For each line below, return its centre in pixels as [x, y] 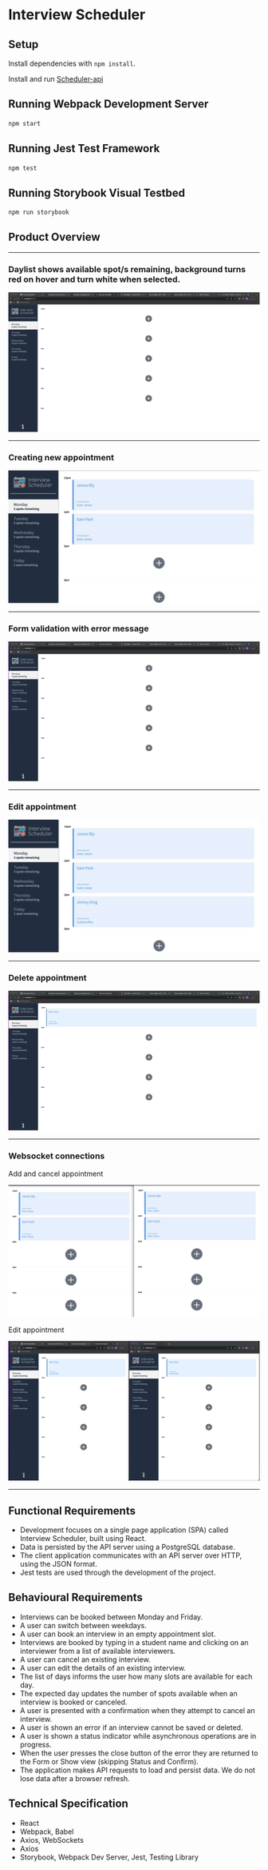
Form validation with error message [79, 628]
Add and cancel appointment [56, 1174]
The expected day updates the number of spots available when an [128, 1693]
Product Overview [54, 237]
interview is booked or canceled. [73, 1702]
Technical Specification [69, 1804]
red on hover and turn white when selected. [95, 279]
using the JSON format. [59, 1563]
